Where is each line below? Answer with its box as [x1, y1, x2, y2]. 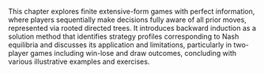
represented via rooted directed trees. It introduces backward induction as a [8, 24, 257, 32]
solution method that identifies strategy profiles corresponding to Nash [8, 31, 239, 41]
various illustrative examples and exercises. [8, 57, 150, 66]
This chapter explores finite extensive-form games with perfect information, [8, 7, 255, 16]
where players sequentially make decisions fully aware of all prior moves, [8, 15, 247, 24]
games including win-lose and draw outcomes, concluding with [30, 49, 237, 57]
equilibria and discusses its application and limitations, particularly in [8, 40, 232, 50]
